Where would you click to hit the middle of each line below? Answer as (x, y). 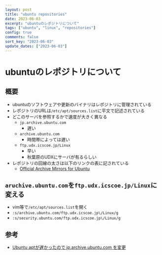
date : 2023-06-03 (23, 19)
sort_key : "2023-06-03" (30, 42)
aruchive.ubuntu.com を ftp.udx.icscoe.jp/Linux (78, 185)
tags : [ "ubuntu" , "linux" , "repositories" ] (50, 28)
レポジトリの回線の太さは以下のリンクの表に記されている (70, 163)
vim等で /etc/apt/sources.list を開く (50, 207)
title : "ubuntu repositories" (36, 14)
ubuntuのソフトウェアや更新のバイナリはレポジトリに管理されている (82, 104)
